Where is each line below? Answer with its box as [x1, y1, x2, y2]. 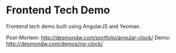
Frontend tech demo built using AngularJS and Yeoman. [6, 23, 141, 30]
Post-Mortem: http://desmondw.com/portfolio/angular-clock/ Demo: [6, 34, 171, 41]
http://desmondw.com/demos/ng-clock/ [6, 40, 103, 47]
